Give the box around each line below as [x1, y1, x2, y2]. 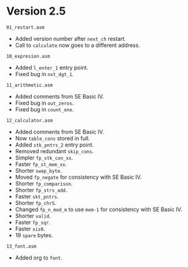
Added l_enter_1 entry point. [15, 64, 89, 71]
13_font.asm [6, 243, 37, 249]
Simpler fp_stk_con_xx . [15, 154, 73, 161]
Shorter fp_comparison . [15, 179, 73, 187]
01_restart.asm [6, 24, 45, 30]
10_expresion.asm [6, 53, 50, 59]
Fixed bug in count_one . [15, 105, 74, 113]
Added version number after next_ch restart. [15, 35, 127, 42]
